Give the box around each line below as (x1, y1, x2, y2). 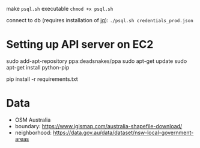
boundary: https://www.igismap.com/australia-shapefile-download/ (14, 122, 183, 129)
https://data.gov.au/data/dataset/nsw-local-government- (53, 129, 194, 136)
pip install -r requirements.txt (6, 75, 78, 83)
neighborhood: (14, 129, 52, 136)
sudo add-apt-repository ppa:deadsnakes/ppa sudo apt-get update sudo (6, 57, 187, 65)
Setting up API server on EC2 (6, 38, 154, 52)
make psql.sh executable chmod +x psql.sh (6, 5, 114, 12)
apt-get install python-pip (6, 64, 70, 71)
